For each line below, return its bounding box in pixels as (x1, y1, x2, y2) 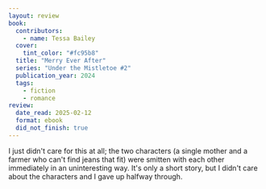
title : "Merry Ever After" (15, 57, 106, 65)
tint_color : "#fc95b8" (23, 49, 99, 57)
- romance (23, 94, 56, 102)
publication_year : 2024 (15, 72, 95, 80)
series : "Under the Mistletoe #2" (15, 64, 131, 72)
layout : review (8, 11, 60, 20)
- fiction (23, 86, 56, 95)
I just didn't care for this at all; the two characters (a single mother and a (8, 146, 248, 155)
